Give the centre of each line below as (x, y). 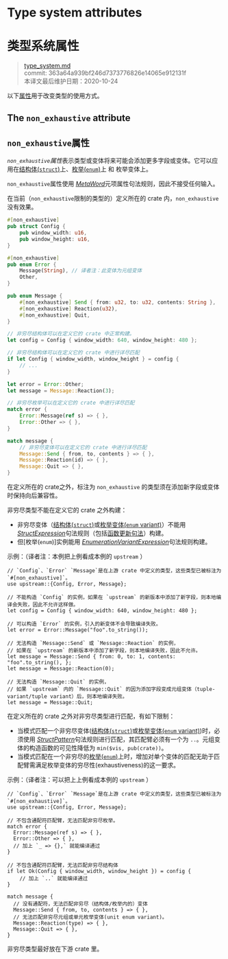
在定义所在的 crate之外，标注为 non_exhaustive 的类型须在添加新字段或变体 (113, 487)
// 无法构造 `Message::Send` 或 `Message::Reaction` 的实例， (93, 644)
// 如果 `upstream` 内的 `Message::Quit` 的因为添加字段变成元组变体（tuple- (111, 689)
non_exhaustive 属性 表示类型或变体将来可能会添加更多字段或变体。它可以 (110, 161)
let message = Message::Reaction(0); (61, 669)
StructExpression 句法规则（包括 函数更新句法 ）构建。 (92, 533)
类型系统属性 (43, 46)
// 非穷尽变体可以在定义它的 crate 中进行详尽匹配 (83, 447)
